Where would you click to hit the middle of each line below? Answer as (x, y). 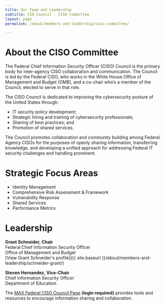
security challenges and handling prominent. (50, 153)
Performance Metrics (34, 208)
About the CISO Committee (62, 52)
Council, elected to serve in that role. (43, 87)
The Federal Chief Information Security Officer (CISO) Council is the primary (83, 66)
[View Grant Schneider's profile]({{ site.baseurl (53, 258)
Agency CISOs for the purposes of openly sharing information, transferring (81, 143)
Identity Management (34, 187)
